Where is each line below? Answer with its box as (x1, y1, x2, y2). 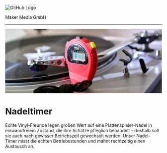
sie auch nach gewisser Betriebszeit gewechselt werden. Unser (5, 133, 136, 139)
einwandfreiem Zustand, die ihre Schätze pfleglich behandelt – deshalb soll (5, 128, 159, 134)
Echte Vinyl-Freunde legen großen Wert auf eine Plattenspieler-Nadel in (5, 122, 153, 128)
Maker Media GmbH (5, 14, 46, 20)
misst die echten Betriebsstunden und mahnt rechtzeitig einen (18, 138, 146, 144)
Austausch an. (5, 144, 35, 150)
